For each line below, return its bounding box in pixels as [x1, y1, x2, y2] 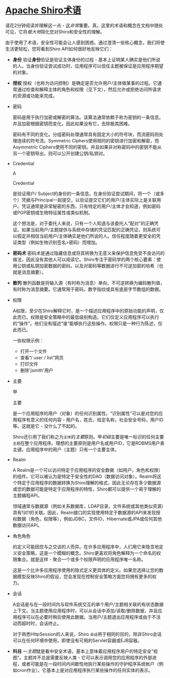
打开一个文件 [20, 348, 47, 354]
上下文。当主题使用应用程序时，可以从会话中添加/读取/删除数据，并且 [12, 608, 158, 614]
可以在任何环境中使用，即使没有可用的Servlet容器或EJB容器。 [12, 637, 143, 644]
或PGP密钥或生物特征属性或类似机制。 [12, 209, 93, 215]
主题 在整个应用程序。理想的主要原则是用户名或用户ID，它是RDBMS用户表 [12, 440, 165, 446]
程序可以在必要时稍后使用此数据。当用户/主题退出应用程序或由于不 [17, 614, 156, 620]
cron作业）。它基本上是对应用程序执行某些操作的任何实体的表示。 [17, 667, 153, 673]
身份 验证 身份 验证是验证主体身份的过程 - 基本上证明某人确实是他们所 [12, 56, 156, 62]
